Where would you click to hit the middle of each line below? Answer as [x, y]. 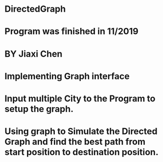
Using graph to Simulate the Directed [81, 131]
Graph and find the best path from [75, 142]
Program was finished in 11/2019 [71, 32]
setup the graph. [39, 109]
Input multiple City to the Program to [80, 98]
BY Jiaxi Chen [34, 54]
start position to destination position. [81, 152]
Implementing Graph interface [67, 76]
